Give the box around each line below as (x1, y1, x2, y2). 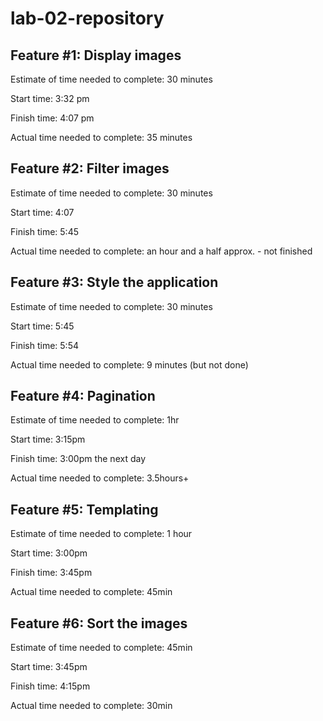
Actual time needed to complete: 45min (10, 586, 173, 598)
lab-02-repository (10, 7, 165, 30)
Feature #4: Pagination (10, 388, 156, 405)
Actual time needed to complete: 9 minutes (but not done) (10, 358, 249, 371)
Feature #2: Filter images (10, 160, 170, 177)
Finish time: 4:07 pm (10, 112, 95, 124)
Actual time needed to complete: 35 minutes (10, 132, 193, 143)
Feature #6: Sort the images (10, 615, 188, 632)
